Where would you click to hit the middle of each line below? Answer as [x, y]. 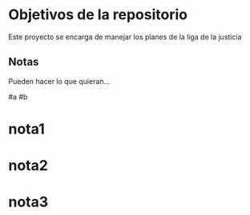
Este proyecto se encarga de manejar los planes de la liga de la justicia [125, 37]
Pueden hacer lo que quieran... [59, 81]
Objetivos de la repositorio [98, 15]
